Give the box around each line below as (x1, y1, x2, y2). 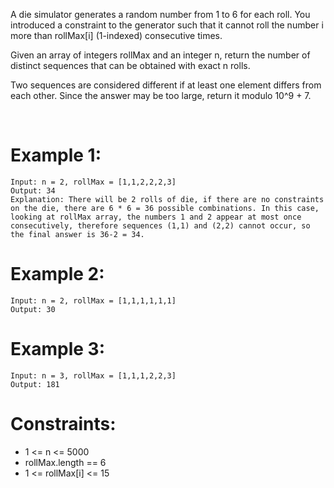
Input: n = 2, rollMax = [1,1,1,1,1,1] (10, 295, 177, 306)
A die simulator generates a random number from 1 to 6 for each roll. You (10, 9, 311, 20)
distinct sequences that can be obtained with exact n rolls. (10, 60, 251, 71)
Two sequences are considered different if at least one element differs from (10, 79, 322, 91)
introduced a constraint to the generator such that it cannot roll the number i (10, 19, 324, 31)
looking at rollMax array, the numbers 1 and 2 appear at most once (10, 212, 302, 222)
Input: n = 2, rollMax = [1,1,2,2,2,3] (10, 177, 177, 187)
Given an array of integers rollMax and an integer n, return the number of (10, 49, 311, 61)
